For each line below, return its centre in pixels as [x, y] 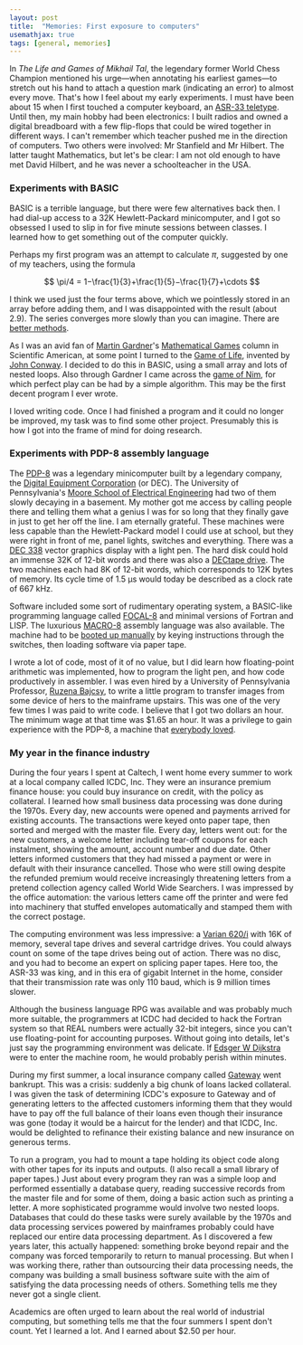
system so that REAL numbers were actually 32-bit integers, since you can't [151, 1028]
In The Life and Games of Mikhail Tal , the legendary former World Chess [145, 69]
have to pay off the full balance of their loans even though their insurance [146, 1113]
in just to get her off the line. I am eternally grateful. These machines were [147, 521]
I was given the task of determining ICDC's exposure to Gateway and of [142, 1094]
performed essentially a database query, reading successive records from [147, 1189]
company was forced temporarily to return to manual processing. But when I [151, 1256]
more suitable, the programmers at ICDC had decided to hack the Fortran [146, 1019]
